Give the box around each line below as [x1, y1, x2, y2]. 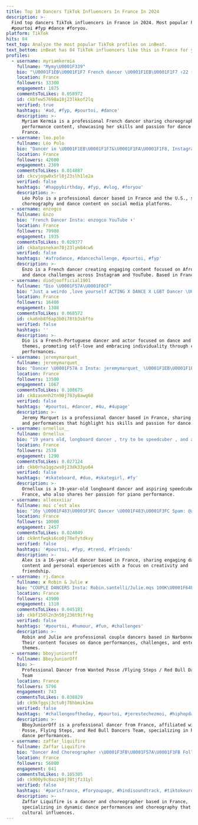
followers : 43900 [16, 595, 60, 602]
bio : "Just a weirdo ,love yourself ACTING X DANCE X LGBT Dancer [16, 289, 183, 294]
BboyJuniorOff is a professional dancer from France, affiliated [21, 722, 186, 728]
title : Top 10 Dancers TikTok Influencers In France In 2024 [6, 8, 160, 15]
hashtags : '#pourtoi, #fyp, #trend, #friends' [16, 546, 133, 552]
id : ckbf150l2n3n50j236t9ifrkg [16, 612, 94, 618]
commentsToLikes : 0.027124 [16, 459, 83, 464]
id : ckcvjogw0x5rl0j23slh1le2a [16, 173, 94, 179]
